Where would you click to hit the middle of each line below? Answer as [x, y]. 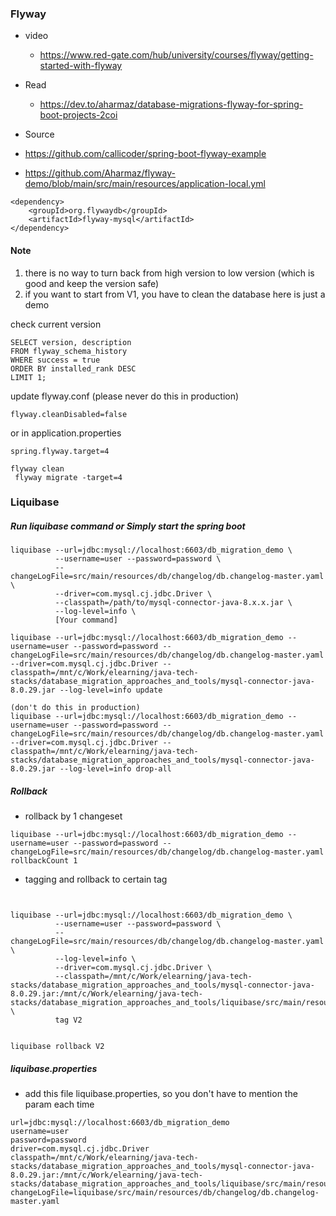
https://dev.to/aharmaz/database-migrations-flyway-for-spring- [171, 104]
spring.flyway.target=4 [60, 451]
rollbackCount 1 [44, 861]
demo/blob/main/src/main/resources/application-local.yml [145, 184]
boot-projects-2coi [78, 115]
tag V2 [68, 1020]
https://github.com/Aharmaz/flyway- [100, 173]
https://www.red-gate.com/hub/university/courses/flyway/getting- [176, 55]
